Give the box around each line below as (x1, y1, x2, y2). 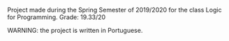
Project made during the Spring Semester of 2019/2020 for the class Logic (7, 6, 222, 14)
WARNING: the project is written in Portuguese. (7, 27, 143, 34)
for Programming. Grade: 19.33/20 (7, 13, 106, 21)
